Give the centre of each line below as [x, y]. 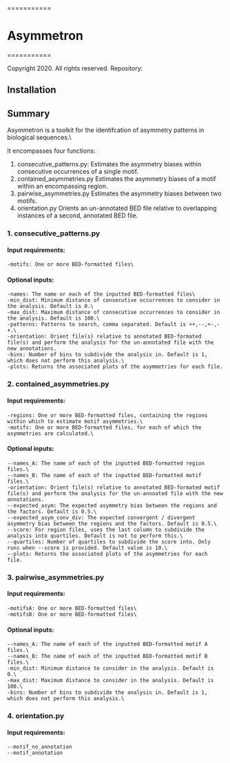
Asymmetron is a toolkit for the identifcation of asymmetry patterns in [106, 130]
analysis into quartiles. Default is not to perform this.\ [95, 536]
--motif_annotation [35, 753]
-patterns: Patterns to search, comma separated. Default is [97, 325]
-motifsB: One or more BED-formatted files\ [72, 614]
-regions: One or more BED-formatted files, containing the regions [107, 415]
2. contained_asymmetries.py [58, 384]
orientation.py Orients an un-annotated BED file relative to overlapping [117, 209]
